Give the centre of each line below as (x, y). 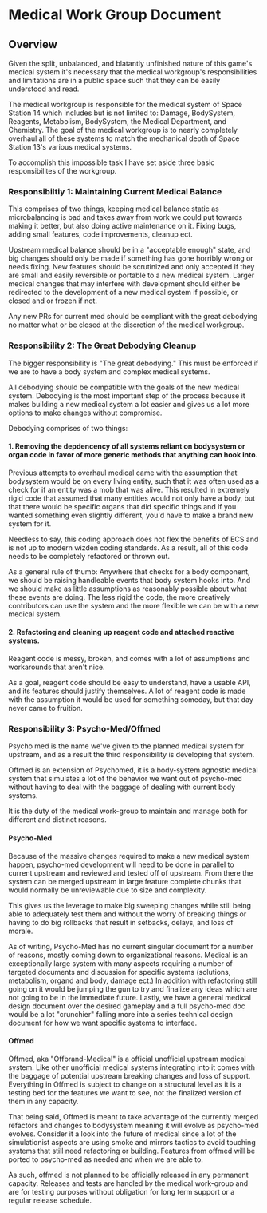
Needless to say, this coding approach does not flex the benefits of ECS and (133, 539)
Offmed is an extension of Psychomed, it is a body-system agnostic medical (133, 770)
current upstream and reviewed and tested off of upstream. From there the (131, 872)
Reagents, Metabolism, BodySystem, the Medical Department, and (118, 121)
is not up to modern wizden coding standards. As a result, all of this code (128, 547)
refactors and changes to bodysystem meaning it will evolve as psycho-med (133, 1125)
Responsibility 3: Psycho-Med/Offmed (84, 728)
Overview (33, 44)
